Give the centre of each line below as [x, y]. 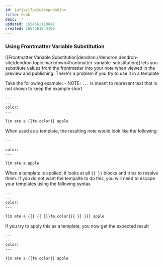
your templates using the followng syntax [48, 184]
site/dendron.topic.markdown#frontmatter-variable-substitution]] [73, 63]
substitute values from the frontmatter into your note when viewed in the [80, 68]
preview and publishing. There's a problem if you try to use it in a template [82, 73]
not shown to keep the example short [44, 88]
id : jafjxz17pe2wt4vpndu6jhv [36, 10]
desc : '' [14, 19]
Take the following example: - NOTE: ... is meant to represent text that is [81, 83]
